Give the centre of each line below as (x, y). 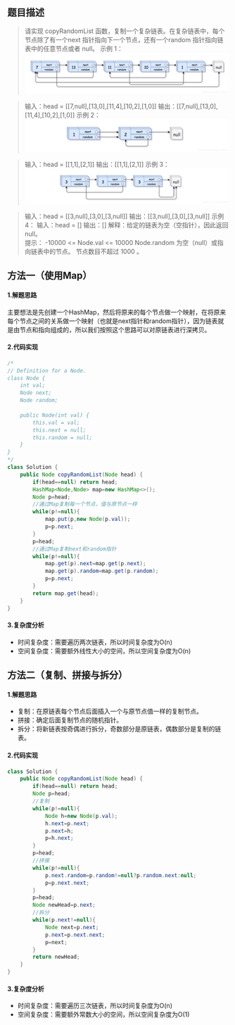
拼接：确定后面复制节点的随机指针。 (70, 720)
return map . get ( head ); (66, 593)
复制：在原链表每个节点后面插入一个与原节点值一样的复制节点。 (110, 711)
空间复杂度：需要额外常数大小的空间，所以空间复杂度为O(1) (103, 1014)
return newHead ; (56, 957)
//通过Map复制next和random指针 (75, 549)
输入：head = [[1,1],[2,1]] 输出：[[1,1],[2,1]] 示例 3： (97, 165)
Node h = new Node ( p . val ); (81, 816)
